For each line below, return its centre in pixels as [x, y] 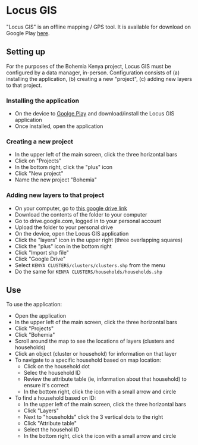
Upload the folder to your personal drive [64, 227]
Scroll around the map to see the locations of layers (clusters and [95, 341]
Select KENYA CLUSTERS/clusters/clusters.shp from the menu [90, 265]
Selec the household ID [52, 373]
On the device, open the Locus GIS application [72, 233]
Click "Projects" [34, 328]
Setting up [26, 52]
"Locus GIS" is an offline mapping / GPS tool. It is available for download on [99, 27]
